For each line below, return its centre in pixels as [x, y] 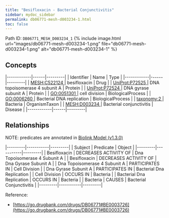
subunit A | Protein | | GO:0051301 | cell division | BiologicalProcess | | [78, 94]
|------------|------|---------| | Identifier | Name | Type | [64, 77]
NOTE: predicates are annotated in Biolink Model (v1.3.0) [64, 138]
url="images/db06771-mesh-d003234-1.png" [53, 44]
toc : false [17, 24]
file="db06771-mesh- [124, 44]
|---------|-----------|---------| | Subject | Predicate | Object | [70, 147]
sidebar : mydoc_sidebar [30, 15]
